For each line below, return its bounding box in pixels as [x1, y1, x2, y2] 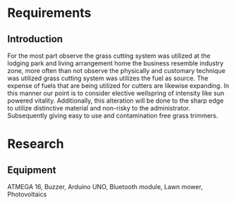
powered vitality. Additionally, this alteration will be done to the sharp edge [7, 96, 224, 105]
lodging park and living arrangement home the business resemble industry [7, 59, 224, 68]
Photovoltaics [7, 190, 47, 198]
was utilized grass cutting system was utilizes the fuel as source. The [7, 74, 209, 82]
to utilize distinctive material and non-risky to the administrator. [7, 104, 190, 112]
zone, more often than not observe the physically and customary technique [7, 67, 225, 75]
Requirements [7, 5, 92, 21]
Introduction [7, 33, 63, 45]
